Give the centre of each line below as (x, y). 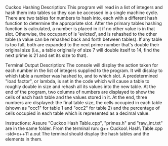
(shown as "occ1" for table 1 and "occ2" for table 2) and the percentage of (83, 108)
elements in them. (24, 139)
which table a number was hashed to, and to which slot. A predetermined (81, 76)
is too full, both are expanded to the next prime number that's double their (82, 45)
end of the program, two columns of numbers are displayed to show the (80, 92)
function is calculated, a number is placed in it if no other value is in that (80, 29)
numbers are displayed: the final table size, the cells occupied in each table (84, 102)
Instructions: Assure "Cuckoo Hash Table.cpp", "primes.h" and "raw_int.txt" (84, 123)
